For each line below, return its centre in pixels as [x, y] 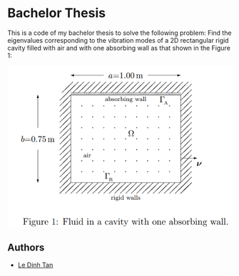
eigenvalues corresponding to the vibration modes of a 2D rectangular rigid [118, 40]
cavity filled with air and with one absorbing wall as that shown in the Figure [119, 48]
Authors [26, 248]
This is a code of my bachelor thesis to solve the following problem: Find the [119, 33]
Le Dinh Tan [35, 265]
